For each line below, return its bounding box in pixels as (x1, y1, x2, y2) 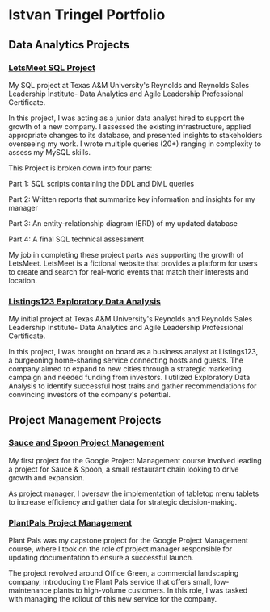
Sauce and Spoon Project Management (8, 438, 165, 449)
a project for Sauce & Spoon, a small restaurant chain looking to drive (8, 464, 240, 474)
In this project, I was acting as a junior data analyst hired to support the (8, 113, 245, 123)
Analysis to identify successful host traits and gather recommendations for (8, 381, 257, 391)
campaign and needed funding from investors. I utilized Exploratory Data (8, 373, 251, 383)
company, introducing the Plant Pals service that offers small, (8, 577, 213, 587)
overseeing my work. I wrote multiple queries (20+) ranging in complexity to (8, 139, 261, 149)
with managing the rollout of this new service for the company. (8, 594, 217, 604)
